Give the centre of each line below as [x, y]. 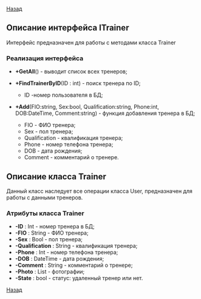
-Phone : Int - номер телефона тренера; [66, 252]
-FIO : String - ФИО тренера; [52, 233]
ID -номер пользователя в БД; [63, 95]
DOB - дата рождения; [53, 151]
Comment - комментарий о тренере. [72, 157]
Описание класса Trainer [56, 177]
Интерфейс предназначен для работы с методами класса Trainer [91, 43]
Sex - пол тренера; [49, 132]
